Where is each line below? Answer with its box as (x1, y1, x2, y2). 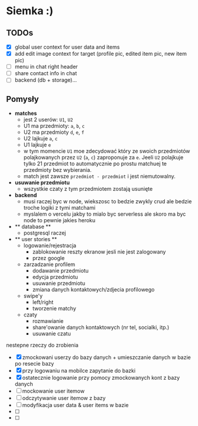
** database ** (14, 223, 51, 230)
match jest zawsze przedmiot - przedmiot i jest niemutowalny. (23, 173, 176, 180)
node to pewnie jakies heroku (23, 217, 96, 224)
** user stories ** (14, 236, 57, 243)
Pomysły (6, 94, 40, 104)
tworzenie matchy (32, 305, 77, 312)
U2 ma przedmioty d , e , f (23, 129, 85, 136)
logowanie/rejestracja (23, 242, 77, 249)
